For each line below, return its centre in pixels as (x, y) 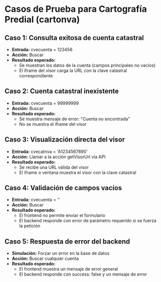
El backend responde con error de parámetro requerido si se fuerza (88, 221)
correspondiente (36, 76)
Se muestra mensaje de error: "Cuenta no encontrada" (75, 119)
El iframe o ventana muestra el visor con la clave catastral (78, 172)
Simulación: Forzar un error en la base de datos (61, 253)
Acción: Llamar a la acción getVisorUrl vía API (59, 157)
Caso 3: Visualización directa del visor (65, 140)
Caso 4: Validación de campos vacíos (63, 188)
